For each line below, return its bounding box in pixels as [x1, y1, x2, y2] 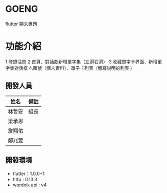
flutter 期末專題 [5, 21, 37, 27]
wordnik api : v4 [12, 182, 47, 188]
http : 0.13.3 [12, 176, 37, 182]
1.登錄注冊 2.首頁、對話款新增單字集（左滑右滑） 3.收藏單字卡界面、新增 [5, 59, 158, 65]
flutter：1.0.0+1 [12, 170, 45, 177]
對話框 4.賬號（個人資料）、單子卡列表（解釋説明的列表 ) [14, 65, 132, 71]
